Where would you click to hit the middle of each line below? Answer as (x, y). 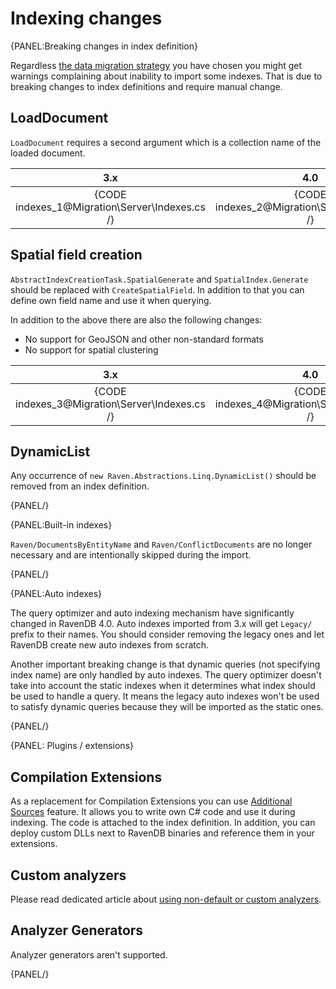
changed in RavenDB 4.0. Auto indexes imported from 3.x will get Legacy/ (161, 624)
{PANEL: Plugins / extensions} (72, 746)
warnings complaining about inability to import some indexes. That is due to (166, 76)
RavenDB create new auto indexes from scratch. (110, 645)
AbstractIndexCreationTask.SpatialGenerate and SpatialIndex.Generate (159, 279)
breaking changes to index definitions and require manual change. (146, 86)
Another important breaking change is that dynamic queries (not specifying (165, 664)
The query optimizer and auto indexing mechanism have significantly (152, 613)
